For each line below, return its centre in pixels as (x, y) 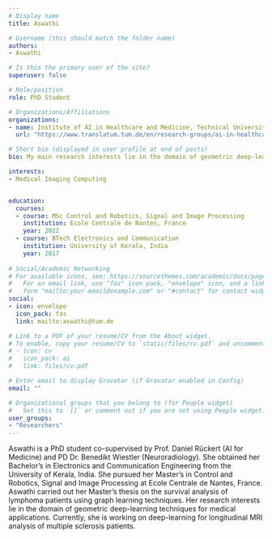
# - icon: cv (30, 351)
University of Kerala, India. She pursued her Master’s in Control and (121, 474)
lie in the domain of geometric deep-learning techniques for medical (122, 509)
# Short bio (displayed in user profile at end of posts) (108, 150)
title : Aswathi (34, 24)
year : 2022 (41, 231)
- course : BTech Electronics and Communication (98, 239)
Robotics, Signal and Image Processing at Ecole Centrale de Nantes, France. (136, 483)
